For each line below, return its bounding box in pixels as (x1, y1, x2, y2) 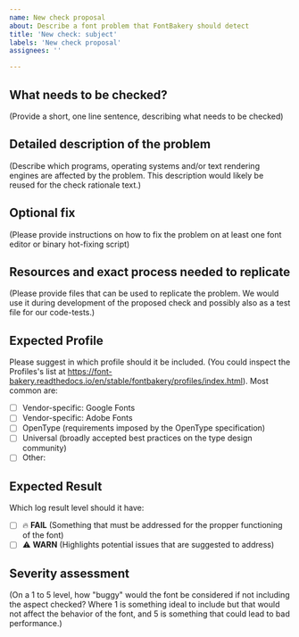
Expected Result (9, 479, 103, 494)
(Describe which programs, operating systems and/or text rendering (9, 160, 261, 171)
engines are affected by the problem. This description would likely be (9, 170, 264, 180)
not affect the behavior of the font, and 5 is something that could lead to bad (9, 608, 290, 619)
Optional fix (9, 205, 76, 221)
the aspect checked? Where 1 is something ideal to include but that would (9, 599, 280, 610)
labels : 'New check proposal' (9, 38, 122, 47)
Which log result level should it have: (9, 502, 145, 514)
